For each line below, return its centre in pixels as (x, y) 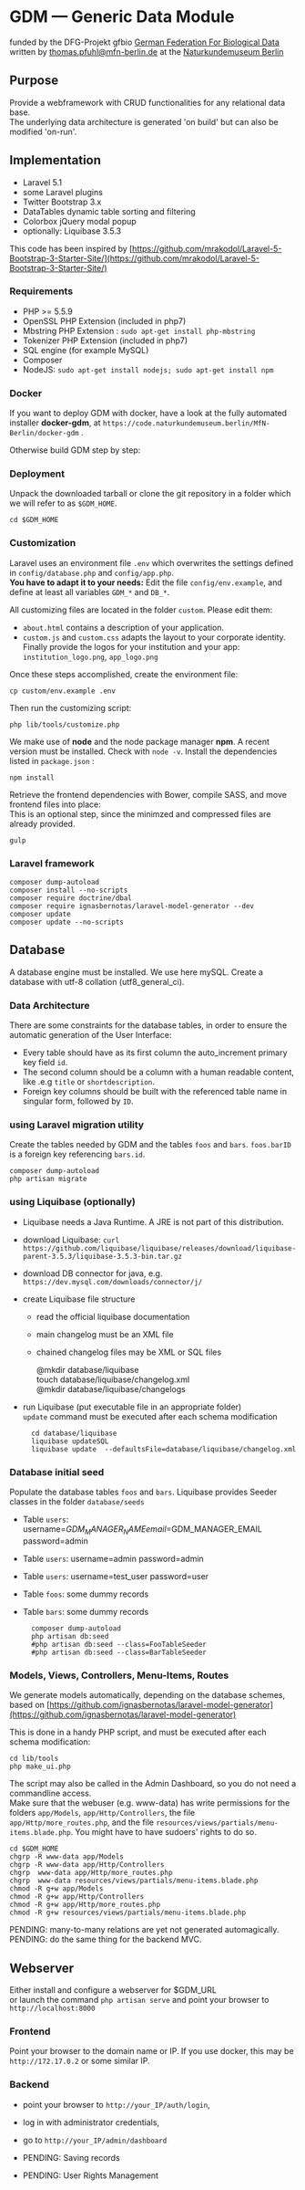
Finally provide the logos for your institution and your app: (131, 646)
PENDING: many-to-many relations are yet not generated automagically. (144, 1930)
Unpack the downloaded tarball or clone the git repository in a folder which (150, 494)
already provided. (42, 823)
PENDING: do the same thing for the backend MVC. (106, 1939)
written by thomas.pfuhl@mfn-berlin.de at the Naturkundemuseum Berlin (147, 51)
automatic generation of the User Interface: (91, 1035)
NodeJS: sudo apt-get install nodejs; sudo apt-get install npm (148, 369)
